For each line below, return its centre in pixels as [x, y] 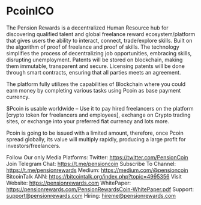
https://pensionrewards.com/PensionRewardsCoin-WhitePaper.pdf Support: [100, 189]
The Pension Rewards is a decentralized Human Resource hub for [88, 28]
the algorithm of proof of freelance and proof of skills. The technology [93, 47]
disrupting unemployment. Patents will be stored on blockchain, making [94, 60]
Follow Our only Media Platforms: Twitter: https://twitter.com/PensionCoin [97, 157]
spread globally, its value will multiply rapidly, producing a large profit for [96, 139]
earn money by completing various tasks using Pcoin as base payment [94, 90]
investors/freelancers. [34, 145]
